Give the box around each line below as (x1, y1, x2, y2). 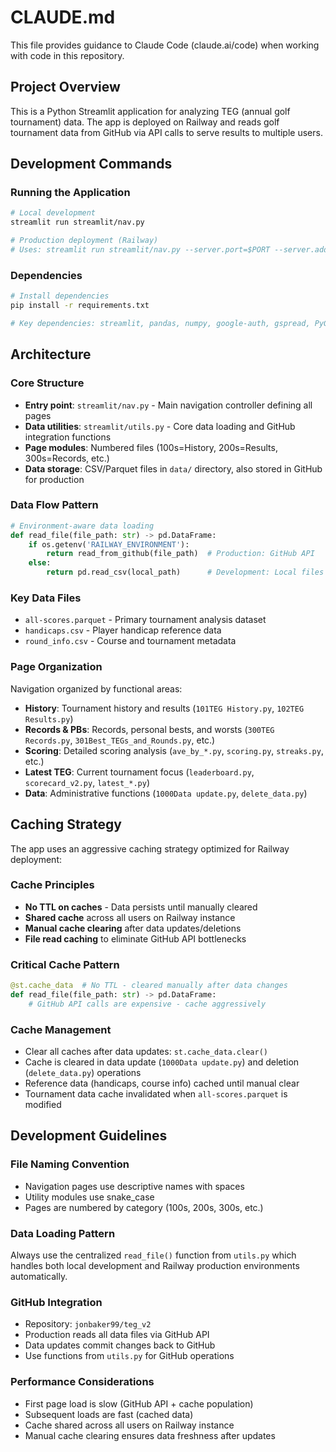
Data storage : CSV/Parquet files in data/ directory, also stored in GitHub (24, 462, 323, 475)
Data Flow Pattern (10, 498, 99, 512)
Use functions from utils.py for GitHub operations (24, 1350, 235, 1362)
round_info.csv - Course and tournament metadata (24, 635, 237, 647)
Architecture (10, 346, 92, 363)
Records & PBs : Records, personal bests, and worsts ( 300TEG (24, 723, 275, 735)
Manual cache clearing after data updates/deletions (24, 922, 242, 934)
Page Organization (10, 660, 103, 674)
